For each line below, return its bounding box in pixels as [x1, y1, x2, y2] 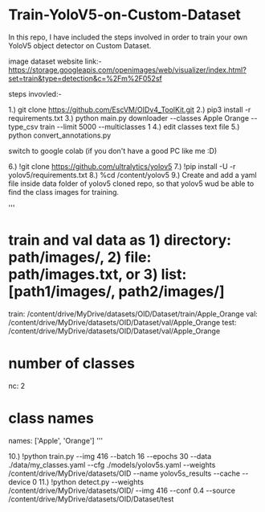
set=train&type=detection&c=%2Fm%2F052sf [8, 73, 162, 83]
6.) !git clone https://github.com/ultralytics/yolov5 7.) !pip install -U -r [8, 161, 236, 171]
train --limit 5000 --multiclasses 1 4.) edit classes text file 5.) [39, 122, 240, 131]
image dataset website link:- [8, 56, 102, 66]
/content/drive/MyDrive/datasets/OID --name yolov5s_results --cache [8, 469, 241, 478]
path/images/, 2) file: [8, 248, 152, 266]
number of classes [8, 354, 135, 373]
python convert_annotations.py [8, 130, 112, 140]
